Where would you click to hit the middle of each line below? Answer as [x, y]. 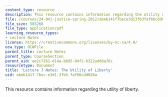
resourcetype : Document [30, 65]
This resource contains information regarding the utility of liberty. [72, 89]
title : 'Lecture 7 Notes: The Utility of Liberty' [59, 70]
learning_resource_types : [32, 33]
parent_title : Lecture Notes [35, 51]
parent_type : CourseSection [34, 56]
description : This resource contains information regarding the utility [82, 14]
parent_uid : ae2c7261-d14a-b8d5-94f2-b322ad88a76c [59, 61]
